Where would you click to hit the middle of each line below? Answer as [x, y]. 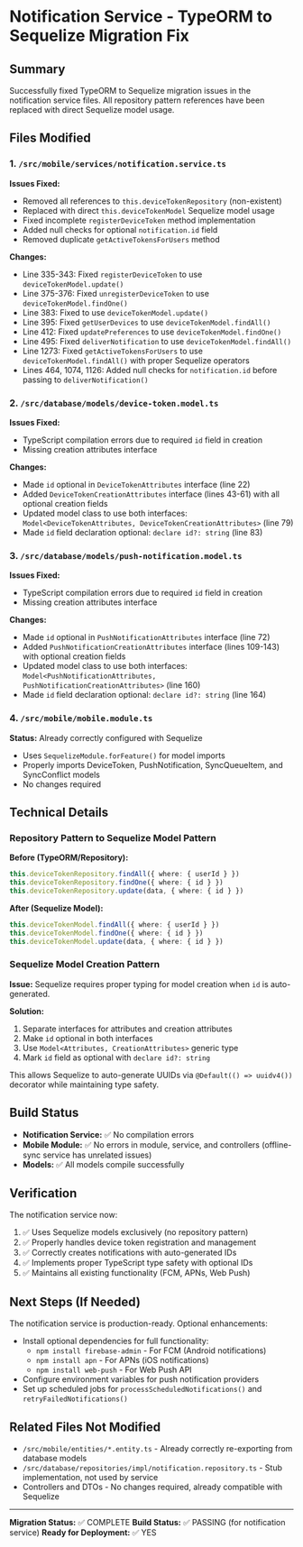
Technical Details [59, 812]
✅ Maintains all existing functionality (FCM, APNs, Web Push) [136, 1273]
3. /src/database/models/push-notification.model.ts [126, 555]
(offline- [276, 1144]
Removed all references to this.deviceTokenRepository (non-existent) [152, 201]
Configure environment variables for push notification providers [141, 1379]
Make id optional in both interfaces [87, 1038]
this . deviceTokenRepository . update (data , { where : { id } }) [127, 891]
